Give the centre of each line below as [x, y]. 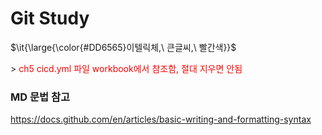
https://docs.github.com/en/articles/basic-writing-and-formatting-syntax [161, 119]
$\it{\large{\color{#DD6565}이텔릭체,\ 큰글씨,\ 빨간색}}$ [123, 47]
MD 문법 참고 [40, 97]
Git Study [50, 18]
